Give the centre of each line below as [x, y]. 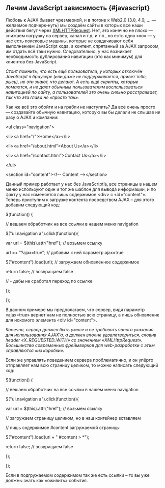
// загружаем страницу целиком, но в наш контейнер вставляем [73, 418]
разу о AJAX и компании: [32, 117]
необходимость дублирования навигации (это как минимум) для [74, 57]
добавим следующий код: [33, 205]
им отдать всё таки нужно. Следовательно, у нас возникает [69, 51]
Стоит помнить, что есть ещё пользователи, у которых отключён [74, 71]
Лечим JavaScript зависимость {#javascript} [78, 8]
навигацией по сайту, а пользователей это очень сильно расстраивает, [82, 92]
